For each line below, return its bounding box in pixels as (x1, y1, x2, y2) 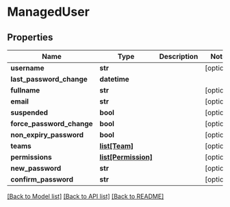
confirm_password (10, 175, 74, 184)
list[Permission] (99, 152, 153, 162)
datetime (99, 75, 130, 84)
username (10, 63, 44, 73)
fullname (10, 86, 40, 95)
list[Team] (99, 141, 134, 151)
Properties (7, 32, 53, 43)
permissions (10, 152, 53, 162)
